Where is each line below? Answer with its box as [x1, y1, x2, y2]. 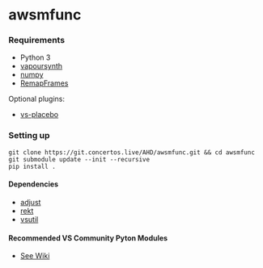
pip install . [8, 162, 57, 170]
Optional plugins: [8, 94, 66, 104]
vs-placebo [19, 110, 59, 119]
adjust [19, 197, 41, 207]
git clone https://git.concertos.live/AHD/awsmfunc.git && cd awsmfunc [8, 148, 255, 157]
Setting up [8, 130, 50, 141]
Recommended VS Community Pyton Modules [8, 232, 168, 243]
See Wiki [19, 251, 50, 261]
